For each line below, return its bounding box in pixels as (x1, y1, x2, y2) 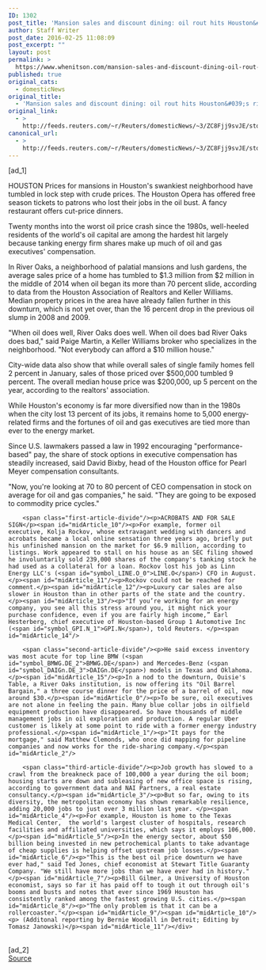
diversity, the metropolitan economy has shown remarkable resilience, (8, 798, 249, 806)
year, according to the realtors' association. (8, 386, 150, 395)
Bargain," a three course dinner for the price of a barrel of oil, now (8, 687, 253, 695)
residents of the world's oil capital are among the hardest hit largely (8, 230, 229, 240)
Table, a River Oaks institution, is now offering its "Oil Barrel (8, 680, 236, 689)
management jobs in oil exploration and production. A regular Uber (8, 715, 239, 723)
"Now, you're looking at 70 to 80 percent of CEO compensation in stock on (8, 482, 252, 492)
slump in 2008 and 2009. (8, 313, 91, 322)
